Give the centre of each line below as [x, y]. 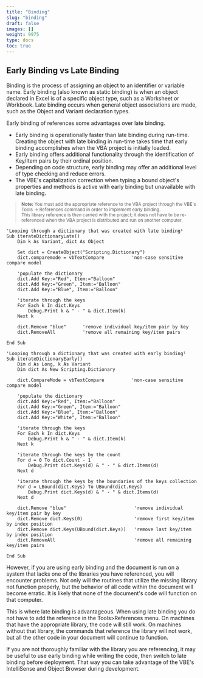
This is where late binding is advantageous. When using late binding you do [101, 611]
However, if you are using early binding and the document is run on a [93, 567]
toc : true [19, 46]
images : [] [20, 29]
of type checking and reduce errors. [60, 174]
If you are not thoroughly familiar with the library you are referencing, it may [101, 649]
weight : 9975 [23, 35]
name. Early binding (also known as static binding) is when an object [92, 91]
